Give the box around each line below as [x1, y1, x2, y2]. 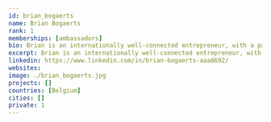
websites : [8, 64, 42, 72]
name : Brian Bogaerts [8, 19, 81, 27]
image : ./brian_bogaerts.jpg [8, 71, 106, 79]
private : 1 [8, 101, 45, 109]
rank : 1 [8, 26, 35, 35]
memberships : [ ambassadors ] [8, 34, 103, 43]
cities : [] [8, 94, 45, 102]
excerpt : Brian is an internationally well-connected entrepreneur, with [8, 49, 262, 57]
